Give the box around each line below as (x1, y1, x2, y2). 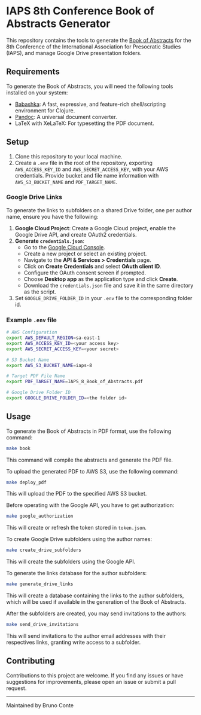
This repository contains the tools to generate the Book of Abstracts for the (6, 36, 191, 44)
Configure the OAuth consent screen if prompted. (23, 269, 147, 276)
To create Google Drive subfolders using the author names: (6, 536, 153, 543)
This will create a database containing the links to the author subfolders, (6, 592, 184, 599)
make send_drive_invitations (6, 622, 79, 628)
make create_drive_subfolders (6, 547, 82, 554)
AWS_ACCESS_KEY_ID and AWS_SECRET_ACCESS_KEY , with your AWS (14, 166, 169, 173)
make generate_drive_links (6, 581, 74, 587)
